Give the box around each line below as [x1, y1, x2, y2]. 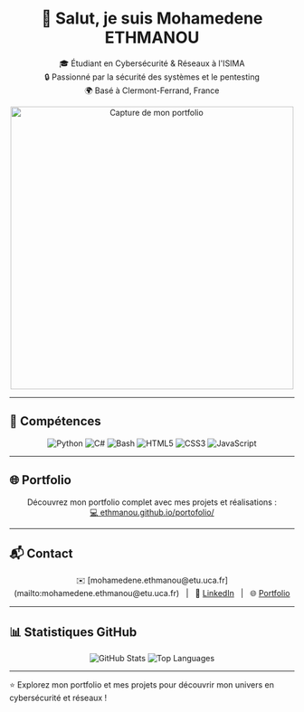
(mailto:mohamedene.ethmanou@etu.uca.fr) [14, 588, 180, 599]
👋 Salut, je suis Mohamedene [41, 8, 263, 29]
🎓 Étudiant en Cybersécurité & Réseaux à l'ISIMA [59, 58, 245, 69]
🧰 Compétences [9, 413, 101, 429]
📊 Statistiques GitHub [9, 624, 138, 640]
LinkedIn [202, 588, 235, 599]
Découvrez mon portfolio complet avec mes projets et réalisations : [26, 497, 278, 508]
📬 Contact [9, 546, 73, 561]
